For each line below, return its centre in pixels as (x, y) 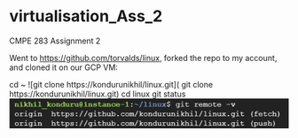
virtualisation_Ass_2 (86, 16)
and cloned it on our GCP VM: (63, 67)
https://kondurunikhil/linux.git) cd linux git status (98, 94)
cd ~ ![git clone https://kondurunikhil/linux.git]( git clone (111, 84)
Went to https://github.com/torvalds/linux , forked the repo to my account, (143, 57)
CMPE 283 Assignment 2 (55, 41)
